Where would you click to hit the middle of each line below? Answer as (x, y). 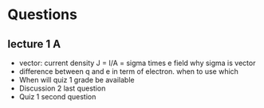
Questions (42, 15)
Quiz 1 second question (57, 96)
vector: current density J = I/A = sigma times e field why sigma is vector (137, 63)
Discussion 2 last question (62, 88)
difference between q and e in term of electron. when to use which (128, 71)
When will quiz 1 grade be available (77, 80)
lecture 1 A (34, 44)
